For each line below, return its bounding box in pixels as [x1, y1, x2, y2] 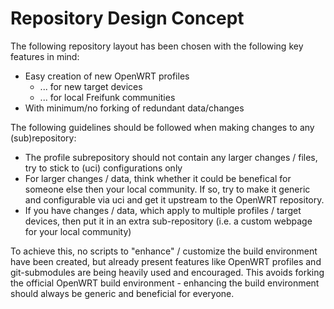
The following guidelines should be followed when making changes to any [10, 121, 315, 133]
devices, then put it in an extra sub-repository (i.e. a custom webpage [24, 215, 313, 227]
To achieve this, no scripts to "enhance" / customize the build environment [10, 245, 318, 257]
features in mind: [10, 50, 80, 62]
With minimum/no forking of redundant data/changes [24, 102, 245, 114]
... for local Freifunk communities [39, 91, 176, 103]
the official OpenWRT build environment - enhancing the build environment [10, 277, 320, 289]
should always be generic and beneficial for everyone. [10, 287, 235, 299]
